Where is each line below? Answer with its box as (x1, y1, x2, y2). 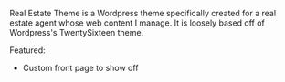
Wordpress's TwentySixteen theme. (9, 27, 144, 37)
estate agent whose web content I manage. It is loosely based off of (9, 17, 265, 28)
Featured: (9, 45, 46, 56)
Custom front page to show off (22, 63, 139, 73)
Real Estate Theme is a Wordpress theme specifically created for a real (9, 8, 277, 18)
